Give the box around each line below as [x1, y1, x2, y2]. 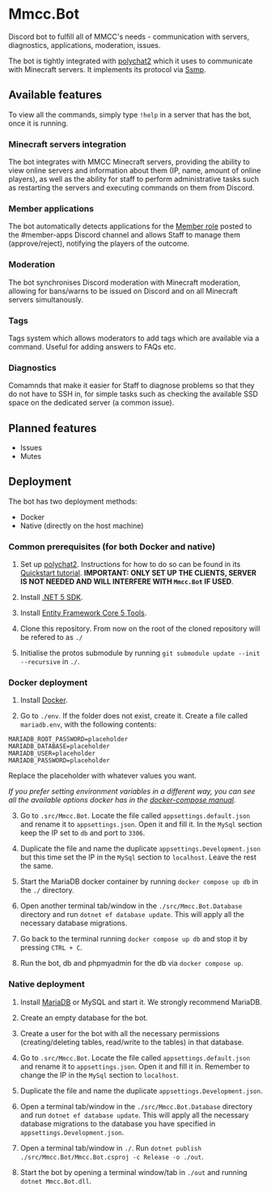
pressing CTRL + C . [19, 942, 83, 953]
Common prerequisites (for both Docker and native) [8, 541, 216, 552]
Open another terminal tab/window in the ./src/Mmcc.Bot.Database [19, 901, 243, 911]
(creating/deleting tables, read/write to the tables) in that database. [19, 1037, 244, 1047]
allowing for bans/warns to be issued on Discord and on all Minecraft [8, 285, 239, 296]
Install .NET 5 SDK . [19, 593, 83, 602]
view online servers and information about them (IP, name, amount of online [8, 165, 261, 175]
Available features [8, 88, 103, 102]
